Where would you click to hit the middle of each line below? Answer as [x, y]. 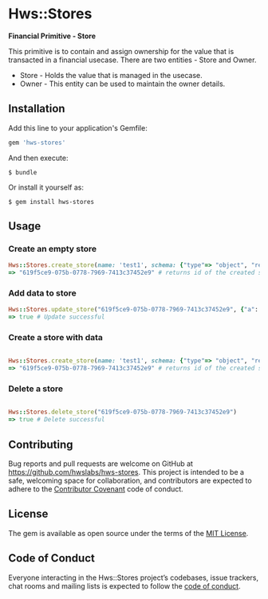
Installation [37, 109]
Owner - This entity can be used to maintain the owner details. [122, 84]
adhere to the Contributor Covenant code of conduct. [96, 489]
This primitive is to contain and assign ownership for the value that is [121, 51]
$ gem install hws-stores [51, 202]
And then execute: [38, 158]
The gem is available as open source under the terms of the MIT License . [128, 533]
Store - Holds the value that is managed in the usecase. [111, 75]
